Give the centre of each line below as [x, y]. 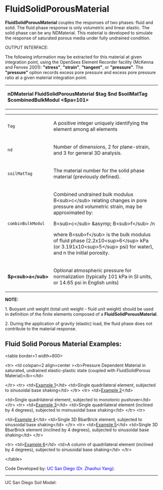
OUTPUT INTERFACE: [27, 47]
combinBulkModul [26, 223]
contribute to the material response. [41, 329]
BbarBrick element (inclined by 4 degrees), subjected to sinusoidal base [77, 430]
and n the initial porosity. [81, 253]
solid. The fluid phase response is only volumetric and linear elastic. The [77, 27]
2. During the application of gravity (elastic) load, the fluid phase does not [79, 323]
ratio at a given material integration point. [46, 77]
